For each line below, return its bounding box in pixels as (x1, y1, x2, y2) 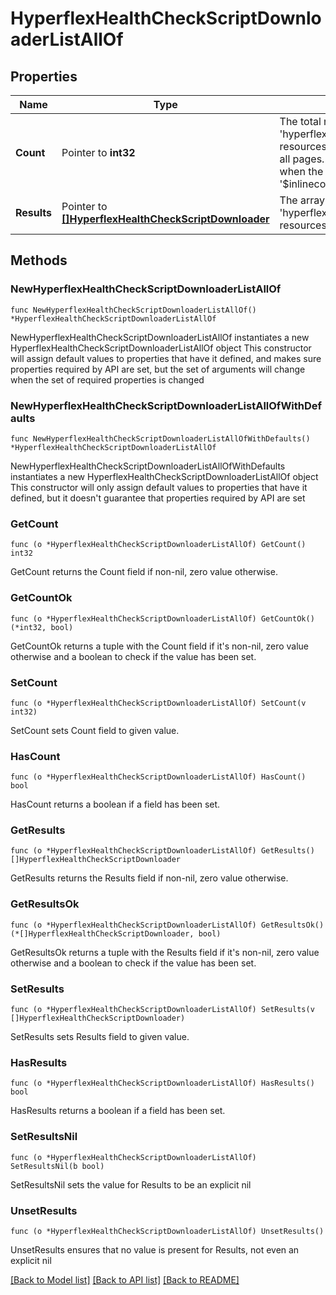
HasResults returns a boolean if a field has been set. (10, 1105, 226, 1117)
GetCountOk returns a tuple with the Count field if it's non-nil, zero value (10, 640, 310, 652)
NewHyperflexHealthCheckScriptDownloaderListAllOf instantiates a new (10, 331, 310, 343)
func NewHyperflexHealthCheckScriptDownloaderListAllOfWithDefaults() (10, 433, 311, 444)
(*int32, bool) (10, 622, 74, 632)
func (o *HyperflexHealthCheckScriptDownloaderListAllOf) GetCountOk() (10, 613, 315, 624)
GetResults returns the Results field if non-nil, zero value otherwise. (10, 872, 289, 884)
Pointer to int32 (61, 146, 136, 159)
